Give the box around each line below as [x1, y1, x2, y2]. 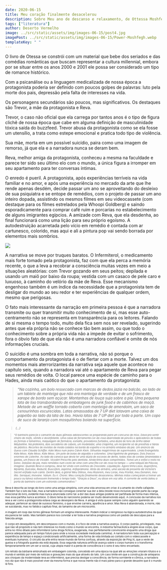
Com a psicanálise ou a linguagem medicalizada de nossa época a [5, 79, 142, 85]
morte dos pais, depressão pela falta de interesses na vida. [5, 89, 126, 95]
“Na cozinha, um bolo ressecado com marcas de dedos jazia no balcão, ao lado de [17, 387, 161, 392]
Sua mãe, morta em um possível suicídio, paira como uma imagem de [5, 140, 148, 145]
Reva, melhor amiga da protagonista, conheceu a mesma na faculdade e [5, 154, 154, 160]
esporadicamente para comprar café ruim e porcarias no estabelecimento [5, 206, 157, 212]
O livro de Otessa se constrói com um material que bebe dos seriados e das [5, 53, 161, 59]
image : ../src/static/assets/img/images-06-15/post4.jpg [5, 30, 126, 35]
